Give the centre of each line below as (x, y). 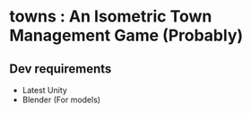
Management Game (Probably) (126, 35)
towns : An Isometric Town (111, 17)
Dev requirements (61, 69)
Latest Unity (44, 90)
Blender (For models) (61, 100)
